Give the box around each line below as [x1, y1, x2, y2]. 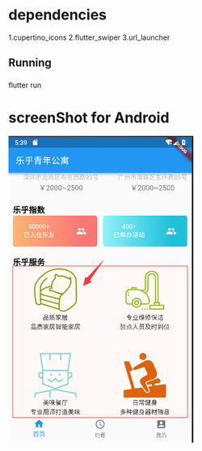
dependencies [8, 6, 107, 24]
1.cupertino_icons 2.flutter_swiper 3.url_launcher [8, 32, 170, 42]
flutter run [8, 80, 42, 90]
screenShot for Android [8, 109, 170, 127]
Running [8, 56, 53, 70]
